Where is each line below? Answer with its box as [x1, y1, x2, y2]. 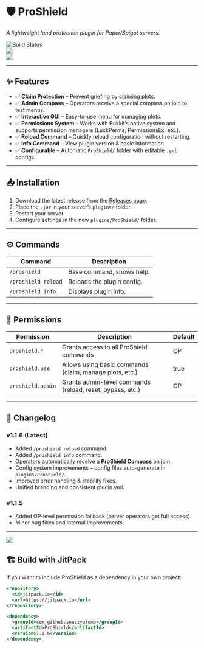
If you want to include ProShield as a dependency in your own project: [6, 573, 182, 581]
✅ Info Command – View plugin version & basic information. [15, 139, 166, 147]
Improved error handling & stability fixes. [15, 477, 117, 484]
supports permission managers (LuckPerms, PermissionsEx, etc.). [15, 126, 180, 134]
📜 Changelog [6, 413, 56, 423]
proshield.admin [9, 383, 56, 389]
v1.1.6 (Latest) [6, 431, 49, 439]
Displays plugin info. [68, 287, 126, 296]
